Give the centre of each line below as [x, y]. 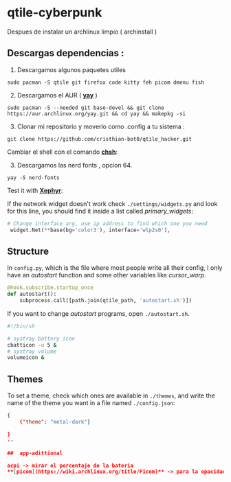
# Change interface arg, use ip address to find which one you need [107, 223]
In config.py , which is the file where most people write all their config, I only [115, 268]
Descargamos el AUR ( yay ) [57, 95]
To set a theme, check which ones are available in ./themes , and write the [111, 395]
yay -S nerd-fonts [33, 177]
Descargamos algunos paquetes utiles [71, 69]
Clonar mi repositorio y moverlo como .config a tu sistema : [101, 126]
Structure [28, 251]
